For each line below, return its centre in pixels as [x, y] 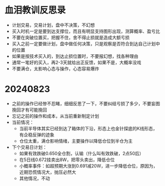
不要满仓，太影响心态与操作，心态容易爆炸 [55, 68]
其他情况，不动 [35, 178]
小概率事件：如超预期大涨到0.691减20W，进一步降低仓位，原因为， [88, 166]
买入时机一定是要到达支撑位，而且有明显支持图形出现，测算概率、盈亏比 [86, 31]
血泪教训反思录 [35, 10]
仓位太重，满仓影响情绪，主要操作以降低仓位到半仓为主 [76, 141]
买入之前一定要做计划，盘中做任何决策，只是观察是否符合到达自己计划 [84, 43]
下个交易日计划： [29, 147]
